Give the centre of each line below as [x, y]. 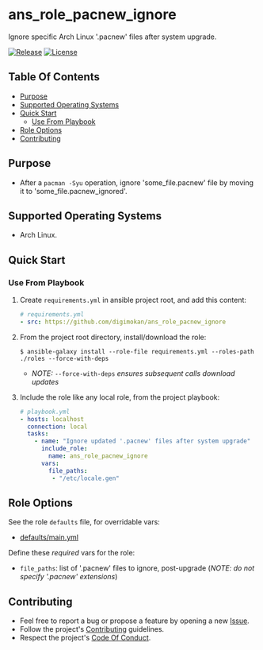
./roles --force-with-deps [64, 358]
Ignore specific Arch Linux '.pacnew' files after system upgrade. [112, 37]
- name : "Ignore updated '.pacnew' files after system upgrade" [143, 441]
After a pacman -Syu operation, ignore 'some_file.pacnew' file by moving [137, 182]
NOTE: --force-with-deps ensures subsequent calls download [133, 373]
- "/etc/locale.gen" [86, 478]
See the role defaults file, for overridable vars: [84, 522]
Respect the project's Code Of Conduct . [85, 638]
